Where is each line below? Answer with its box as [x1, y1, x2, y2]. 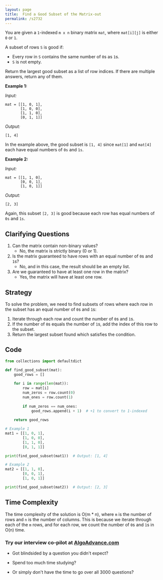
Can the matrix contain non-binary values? [12, 243, 98, 249]
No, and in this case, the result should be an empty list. [19, 264, 130, 270]
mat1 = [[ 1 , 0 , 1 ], [5, 431, 45, 436]
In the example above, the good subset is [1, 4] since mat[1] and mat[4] [5, 141, 152, 147]
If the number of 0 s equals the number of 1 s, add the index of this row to [12, 321, 158, 327]
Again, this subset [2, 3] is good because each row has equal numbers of [5, 210, 155, 216]
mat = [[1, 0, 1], [5, 102, 42, 107]
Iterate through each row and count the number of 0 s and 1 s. [12, 316, 135, 322]
